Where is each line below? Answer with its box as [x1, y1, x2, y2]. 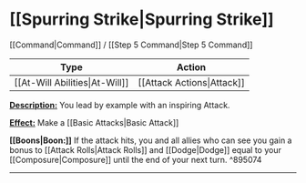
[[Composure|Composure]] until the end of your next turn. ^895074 [9, 154, 262, 165]
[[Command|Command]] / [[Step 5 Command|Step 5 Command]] [9, 39, 253, 50]
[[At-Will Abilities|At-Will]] [14, 76, 129, 88]
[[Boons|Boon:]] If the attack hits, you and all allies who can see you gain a [9, 135, 292, 146]
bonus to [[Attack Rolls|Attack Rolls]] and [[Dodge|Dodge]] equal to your [9, 144, 282, 155]
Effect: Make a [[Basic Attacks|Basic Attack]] [9, 117, 179, 127]
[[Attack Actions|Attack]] [138, 76, 246, 88]
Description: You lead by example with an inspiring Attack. [9, 99, 230, 110]
